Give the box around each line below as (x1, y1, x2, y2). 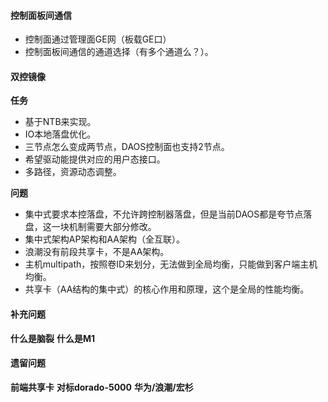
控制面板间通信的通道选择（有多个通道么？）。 (24, 46, 214, 58)
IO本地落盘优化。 (24, 128, 97, 140)
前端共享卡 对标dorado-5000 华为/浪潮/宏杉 (10, 381, 194, 393)
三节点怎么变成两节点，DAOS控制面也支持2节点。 (24, 141, 230, 153)
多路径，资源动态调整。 (24, 166, 122, 178)
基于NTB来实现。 (24, 116, 97, 128)
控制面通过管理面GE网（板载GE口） (24, 33, 172, 45)
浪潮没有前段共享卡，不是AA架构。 (24, 246, 170, 258)
